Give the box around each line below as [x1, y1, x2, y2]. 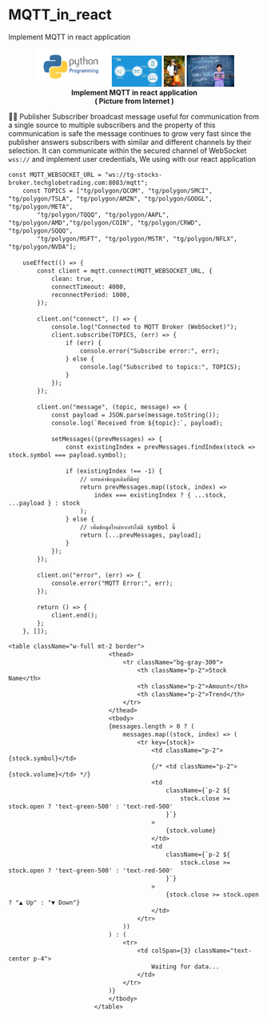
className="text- [194, 947, 252, 955]
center [8, 955, 30, 963]
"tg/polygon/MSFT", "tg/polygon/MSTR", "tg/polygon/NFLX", [37, 235, 238, 243]
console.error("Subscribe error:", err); [79, 347, 220, 356]
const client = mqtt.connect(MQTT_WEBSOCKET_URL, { [37, 267, 213, 276]
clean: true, [50, 275, 94, 284]
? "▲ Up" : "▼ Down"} [8, 899, 81, 907]
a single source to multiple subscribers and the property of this [8, 120, 216, 130]
